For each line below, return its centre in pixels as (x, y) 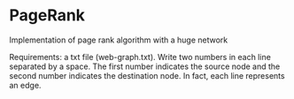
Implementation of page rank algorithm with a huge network (119, 40)
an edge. (25, 85)
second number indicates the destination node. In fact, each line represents (147, 75)
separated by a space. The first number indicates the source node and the (145, 66)
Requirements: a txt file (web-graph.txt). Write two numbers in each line (140, 57)
